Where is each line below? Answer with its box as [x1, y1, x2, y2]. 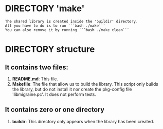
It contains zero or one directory [5, 106, 105, 114]
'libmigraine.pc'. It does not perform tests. [12, 91, 96, 97]
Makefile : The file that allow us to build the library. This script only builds [12, 81, 159, 87]
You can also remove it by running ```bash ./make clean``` [5, 27, 130, 32]
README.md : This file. [12, 76, 58, 82]
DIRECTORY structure [5, 44, 95, 55]
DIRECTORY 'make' [5, 3, 85, 14]
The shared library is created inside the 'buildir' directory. [5, 19, 138, 24]
